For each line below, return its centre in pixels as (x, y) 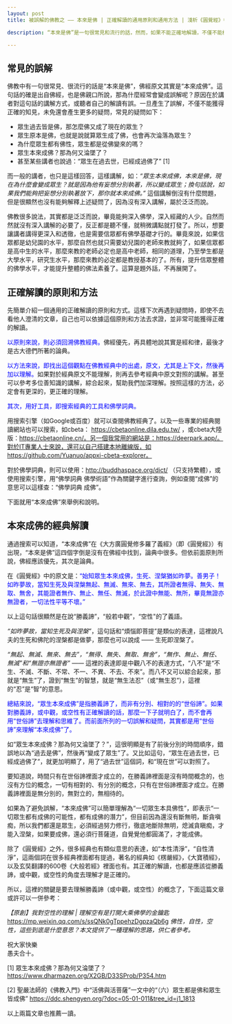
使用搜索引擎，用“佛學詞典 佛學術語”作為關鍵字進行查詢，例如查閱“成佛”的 (113, 478)
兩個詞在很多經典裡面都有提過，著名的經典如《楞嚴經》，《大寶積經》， (126, 857)
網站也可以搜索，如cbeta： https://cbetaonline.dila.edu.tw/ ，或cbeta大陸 (117, 429)
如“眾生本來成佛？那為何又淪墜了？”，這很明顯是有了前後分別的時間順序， (113, 744)
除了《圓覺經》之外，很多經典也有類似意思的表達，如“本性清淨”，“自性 (108, 848)
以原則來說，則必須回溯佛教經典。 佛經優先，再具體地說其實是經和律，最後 (113, 342)
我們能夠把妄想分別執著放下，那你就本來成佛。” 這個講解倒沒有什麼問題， (116, 193)
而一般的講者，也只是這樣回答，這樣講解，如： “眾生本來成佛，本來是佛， (111, 176)
